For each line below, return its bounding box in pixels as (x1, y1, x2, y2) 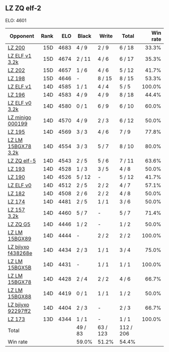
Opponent (10, 32, 34, 39)
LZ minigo (8, 114, 32, 121)
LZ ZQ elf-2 (5, 4, 42, 13)
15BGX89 (8, 235, 32, 242)
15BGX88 (8, 293, 32, 300)
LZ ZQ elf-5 (8, 157, 36, 164)
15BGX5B (8, 264, 32, 271)
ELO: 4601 (5, 17, 27, 23)
